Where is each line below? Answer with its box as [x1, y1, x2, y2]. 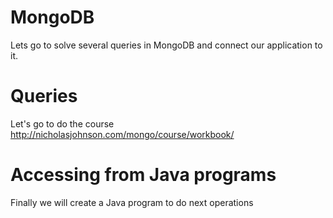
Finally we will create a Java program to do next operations [10, 196, 254, 208]
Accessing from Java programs [10, 164, 277, 186]
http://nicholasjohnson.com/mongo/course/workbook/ [10, 128, 235, 140]
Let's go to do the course [10, 117, 115, 130]
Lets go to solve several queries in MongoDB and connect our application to [10, 39, 323, 51]
